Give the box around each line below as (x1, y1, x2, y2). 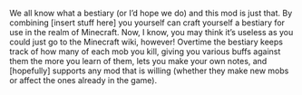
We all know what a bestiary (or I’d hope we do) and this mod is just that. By (9, 8, 293, 18)
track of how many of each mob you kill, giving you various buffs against (9, 46, 281, 57)
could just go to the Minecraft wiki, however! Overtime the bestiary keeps (9, 36, 284, 47)
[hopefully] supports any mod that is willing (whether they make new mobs (9, 65, 289, 76)
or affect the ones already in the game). (9, 75, 157, 85)
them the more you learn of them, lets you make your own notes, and (9, 56, 268, 66)
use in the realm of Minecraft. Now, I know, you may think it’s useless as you (9, 27, 294, 37)
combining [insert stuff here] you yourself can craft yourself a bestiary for (9, 17, 286, 28)
